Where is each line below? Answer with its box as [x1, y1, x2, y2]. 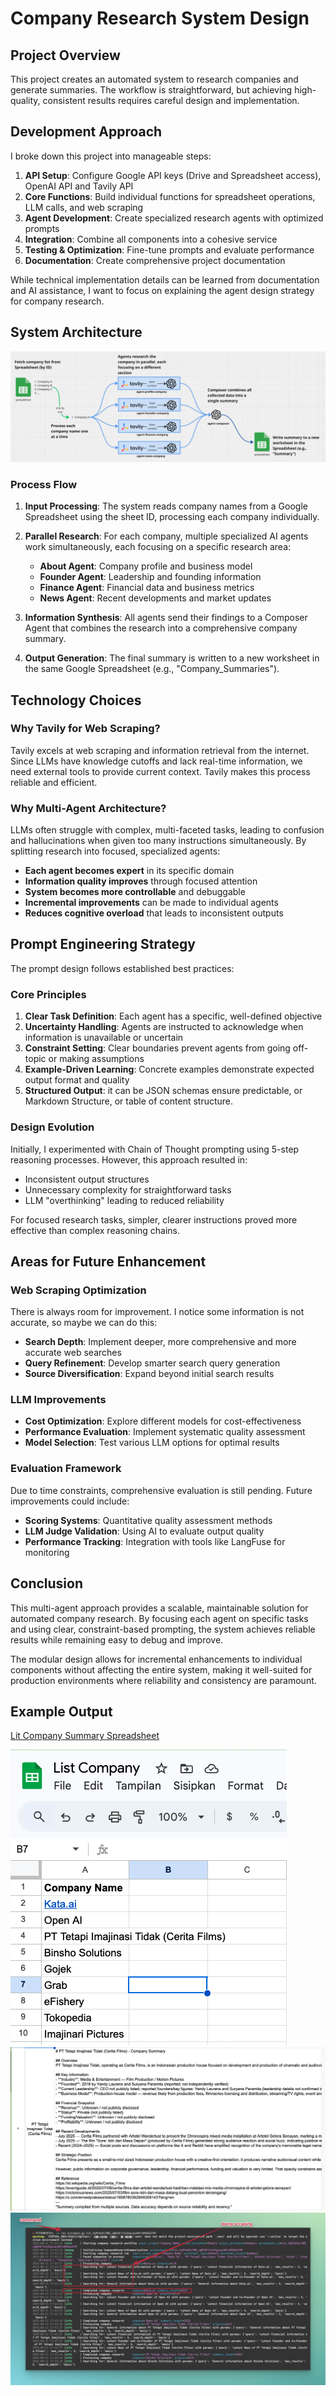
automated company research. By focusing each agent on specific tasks [10, 1612, 309, 1624]
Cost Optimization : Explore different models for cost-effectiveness [24, 1415, 302, 1427]
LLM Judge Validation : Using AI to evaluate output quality [24, 1525, 265, 1537]
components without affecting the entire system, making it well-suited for [10, 1663, 313, 1676]
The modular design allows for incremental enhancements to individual [10, 1653, 303, 1665]
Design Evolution [10, 1120, 95, 1134]
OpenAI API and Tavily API [24, 180, 134, 192]
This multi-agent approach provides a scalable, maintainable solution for [10, 1602, 309, 1614]
